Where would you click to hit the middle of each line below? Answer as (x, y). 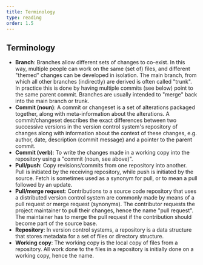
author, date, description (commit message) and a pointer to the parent (104, 139)
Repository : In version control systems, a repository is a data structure (103, 230)
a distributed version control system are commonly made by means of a (105, 198)
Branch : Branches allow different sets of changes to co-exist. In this (100, 62)
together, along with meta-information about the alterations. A (92, 114)
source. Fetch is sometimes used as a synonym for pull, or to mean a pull (106, 178)
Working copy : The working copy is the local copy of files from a (96, 243)
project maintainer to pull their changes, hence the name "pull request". (104, 210)
